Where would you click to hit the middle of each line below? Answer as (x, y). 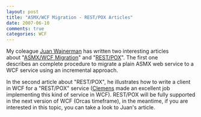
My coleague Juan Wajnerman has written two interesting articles (88, 51)
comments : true (25, 28)
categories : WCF (26, 34)
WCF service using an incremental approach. (62, 70)
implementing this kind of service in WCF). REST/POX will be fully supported (101, 95)
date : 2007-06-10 (28, 23)
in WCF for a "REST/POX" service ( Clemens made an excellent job (88, 88)
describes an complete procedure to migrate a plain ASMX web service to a (100, 64)
